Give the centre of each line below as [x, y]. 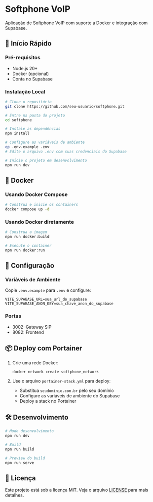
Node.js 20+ [25, 68]
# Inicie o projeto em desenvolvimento [46, 160]
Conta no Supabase [32, 79]
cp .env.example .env [27, 147]
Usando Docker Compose [37, 194]
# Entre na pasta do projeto [35, 115]
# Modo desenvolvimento [30, 431]
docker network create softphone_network [55, 372]
